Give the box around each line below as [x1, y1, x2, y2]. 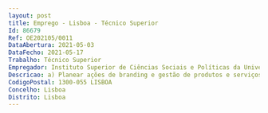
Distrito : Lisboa [8, 93, 66, 101]
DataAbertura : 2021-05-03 [8, 41, 94, 49]
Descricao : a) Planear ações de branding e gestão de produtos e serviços [8, 71, 262, 79]
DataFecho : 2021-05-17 [8, 49, 84, 56]
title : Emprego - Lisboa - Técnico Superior [8, 19, 159, 27]
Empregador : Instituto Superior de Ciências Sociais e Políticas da [8, 64, 241, 72]
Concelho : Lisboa [8, 85, 66, 94]
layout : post [8, 11, 52, 20]
